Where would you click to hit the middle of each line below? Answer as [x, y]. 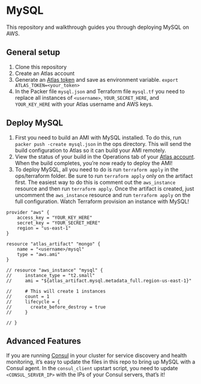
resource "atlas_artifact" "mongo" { [53, 244]
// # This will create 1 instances [56, 291]
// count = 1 [28, 296]
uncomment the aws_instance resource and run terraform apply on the [103, 195]
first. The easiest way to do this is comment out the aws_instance [95, 182]
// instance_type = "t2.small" [51, 275]
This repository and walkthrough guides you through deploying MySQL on [98, 27]
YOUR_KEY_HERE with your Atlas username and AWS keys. [84, 104]
